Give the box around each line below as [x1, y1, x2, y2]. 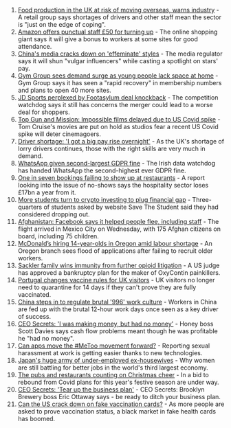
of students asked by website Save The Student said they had [43, 203, 219, 211]
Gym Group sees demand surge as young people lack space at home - [17, 71, 219, 80]
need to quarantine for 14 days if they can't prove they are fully [17, 283, 197, 291]
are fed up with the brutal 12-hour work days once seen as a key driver [17, 305, 219, 313]
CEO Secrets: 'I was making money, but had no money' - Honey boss [17, 319, 214, 328]
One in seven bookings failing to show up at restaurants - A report [17, 174, 206, 181]
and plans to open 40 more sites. [17, 86, 112, 94]
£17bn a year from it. [17, 188, 76, 196]
